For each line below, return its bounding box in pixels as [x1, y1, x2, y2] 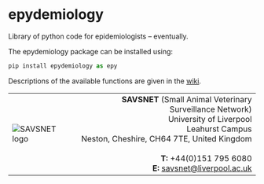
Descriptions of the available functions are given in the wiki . [8, 76, 202, 86]
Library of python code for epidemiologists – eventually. [8, 31, 189, 41]
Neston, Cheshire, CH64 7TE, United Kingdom [81, 133, 252, 144]
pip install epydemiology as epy [8, 61, 118, 70]
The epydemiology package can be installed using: [8, 46, 174, 56]
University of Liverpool [167, 113, 252, 124]
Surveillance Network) [169, 104, 252, 115]
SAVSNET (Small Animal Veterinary [121, 94, 252, 105]
